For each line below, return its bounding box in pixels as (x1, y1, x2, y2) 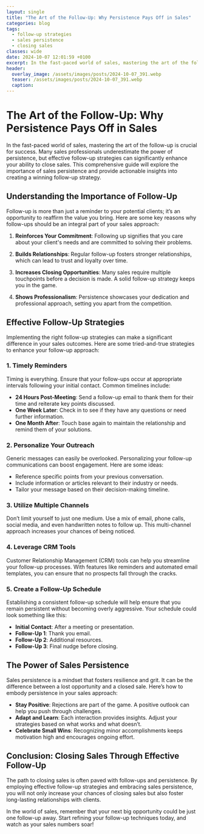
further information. (15, 412, 65, 420)
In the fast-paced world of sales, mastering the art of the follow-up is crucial (6, 141, 197, 149)
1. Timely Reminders (6, 361, 67, 370)
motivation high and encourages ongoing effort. (15, 733, 135, 740)
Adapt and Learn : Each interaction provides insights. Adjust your (15, 714, 178, 721)
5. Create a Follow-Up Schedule (6, 584, 101, 593)
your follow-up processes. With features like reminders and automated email (6, 563, 198, 570)
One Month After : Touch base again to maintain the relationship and (15, 419, 186, 426)
